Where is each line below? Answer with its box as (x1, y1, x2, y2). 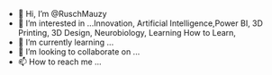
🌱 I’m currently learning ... (17, 37, 114, 47)
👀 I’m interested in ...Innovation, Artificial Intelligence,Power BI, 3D (17, 18, 264, 29)
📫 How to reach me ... (17, 56, 102, 67)
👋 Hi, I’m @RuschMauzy (17, 9, 107, 19)
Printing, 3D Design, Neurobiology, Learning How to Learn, (17, 28, 237, 37)
